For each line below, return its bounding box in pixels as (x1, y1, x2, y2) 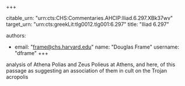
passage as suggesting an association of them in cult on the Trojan (6, 67, 167, 74)
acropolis (6, 74, 29, 80)
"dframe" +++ (14, 50, 48, 56)
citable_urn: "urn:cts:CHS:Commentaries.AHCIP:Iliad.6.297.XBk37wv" (6, 15, 173, 21)
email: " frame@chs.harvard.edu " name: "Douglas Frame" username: (14, 43, 180, 50)
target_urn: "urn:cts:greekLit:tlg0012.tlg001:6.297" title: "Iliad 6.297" (6, 21, 169, 27)
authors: (6, 32, 26, 39)
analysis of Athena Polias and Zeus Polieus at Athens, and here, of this (6, 61, 176, 68)
